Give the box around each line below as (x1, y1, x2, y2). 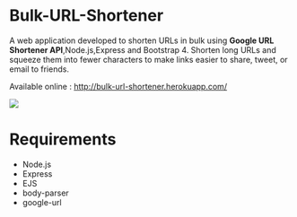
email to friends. (9, 64, 70, 74)
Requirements (9, 129, 117, 150)
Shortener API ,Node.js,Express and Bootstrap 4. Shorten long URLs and (9, 44, 276, 55)
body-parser (22, 187, 69, 198)
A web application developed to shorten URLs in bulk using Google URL (9, 35, 275, 46)
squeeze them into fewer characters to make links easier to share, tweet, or (9, 54, 289, 65)
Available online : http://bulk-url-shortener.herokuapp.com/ (9, 81, 227, 91)
